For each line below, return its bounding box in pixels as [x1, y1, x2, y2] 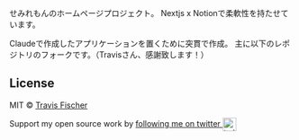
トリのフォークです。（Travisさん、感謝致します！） [16, 49, 209, 60]
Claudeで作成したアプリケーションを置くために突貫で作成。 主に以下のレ [9, 39, 283, 48]
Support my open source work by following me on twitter [9, 118, 221, 128]
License [9, 75, 55, 92]
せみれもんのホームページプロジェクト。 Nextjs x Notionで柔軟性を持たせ [9, 8, 281, 18]
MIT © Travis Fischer [9, 100, 88, 110]
